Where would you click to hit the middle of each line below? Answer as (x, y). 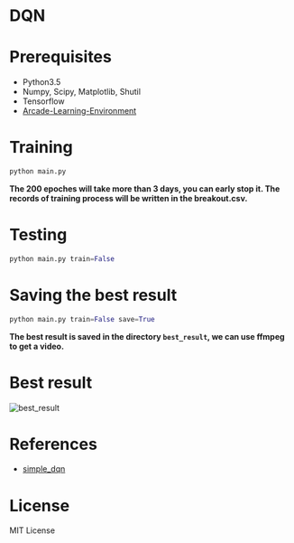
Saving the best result (93, 295)
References (53, 444)
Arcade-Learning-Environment (79, 111)
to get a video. (37, 346)
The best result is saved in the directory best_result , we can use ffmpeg (147, 336)
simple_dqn (44, 469)
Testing (38, 235)
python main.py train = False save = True (82, 319)
